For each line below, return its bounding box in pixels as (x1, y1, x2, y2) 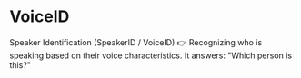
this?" (9, 59, 32, 70)
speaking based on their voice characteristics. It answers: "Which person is (9, 50, 293, 61)
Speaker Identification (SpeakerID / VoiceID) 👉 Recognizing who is (9, 36, 263, 47)
